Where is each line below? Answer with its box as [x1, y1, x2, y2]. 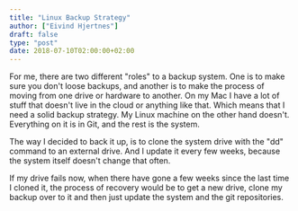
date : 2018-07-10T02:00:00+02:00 [9, 47, 135, 56]
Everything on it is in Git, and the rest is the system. [9, 119, 200, 130]
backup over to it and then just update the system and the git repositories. [9, 192, 284, 203]
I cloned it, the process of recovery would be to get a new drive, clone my [9, 182, 284, 193]
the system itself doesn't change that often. [9, 155, 171, 166]
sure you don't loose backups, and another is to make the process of [9, 81, 265, 92]
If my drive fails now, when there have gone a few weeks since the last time [9, 172, 290, 184]
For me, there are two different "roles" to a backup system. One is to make [9, 71, 285, 82]
